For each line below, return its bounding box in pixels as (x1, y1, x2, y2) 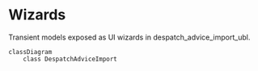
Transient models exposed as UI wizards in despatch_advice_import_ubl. (8, 32, 251, 42)
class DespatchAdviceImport (23, 55, 117, 63)
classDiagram (8, 48, 53, 56)
